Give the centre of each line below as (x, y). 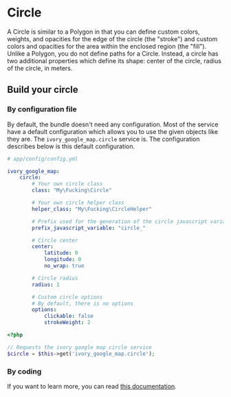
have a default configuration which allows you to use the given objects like (113, 131)
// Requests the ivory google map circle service (80, 347)
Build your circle (43, 90)
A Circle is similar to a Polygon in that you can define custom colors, (103, 32)
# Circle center (55, 240)
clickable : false (69, 316)
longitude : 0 (62, 260)
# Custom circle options (67, 297)
